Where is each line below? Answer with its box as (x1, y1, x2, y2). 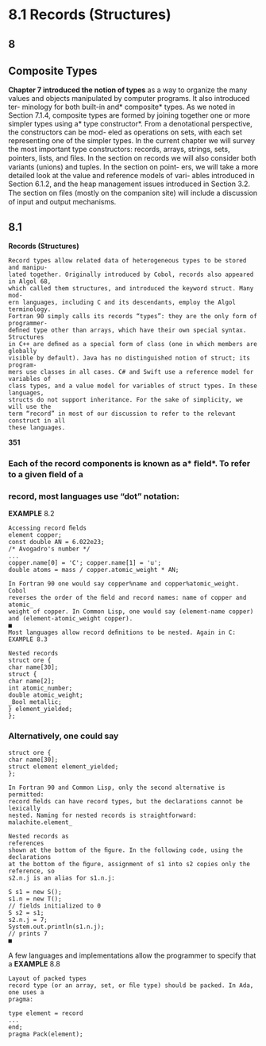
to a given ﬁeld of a (8, 469, 83, 480)
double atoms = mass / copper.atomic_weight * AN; (8, 566, 179, 574)
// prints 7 (8, 929, 48, 938)
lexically (8, 804, 41, 812)
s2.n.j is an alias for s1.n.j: (8, 873, 115, 882)
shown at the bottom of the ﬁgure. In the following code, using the (8, 846, 244, 854)
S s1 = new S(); (8, 888, 62, 896)
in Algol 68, (8, 278, 52, 286)
